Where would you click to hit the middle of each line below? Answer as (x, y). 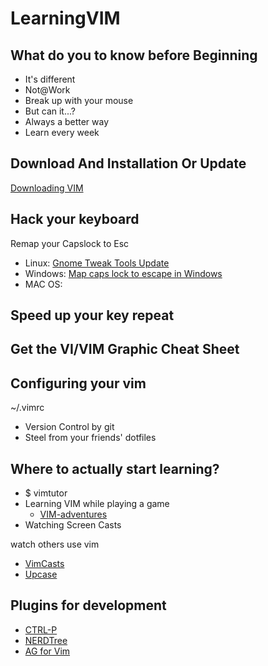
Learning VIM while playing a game (97, 504)
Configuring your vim (78, 383)
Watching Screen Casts (73, 525)
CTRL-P (41, 629)
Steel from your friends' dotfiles (90, 438)
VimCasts (44, 564)
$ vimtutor (46, 493)
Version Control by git (69, 427)
